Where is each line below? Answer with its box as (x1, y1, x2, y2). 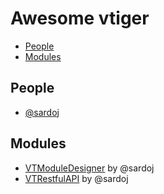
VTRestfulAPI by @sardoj (24, 172, 129, 184)
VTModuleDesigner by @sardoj (24, 162, 155, 174)
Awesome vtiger (10, 7, 150, 30)
